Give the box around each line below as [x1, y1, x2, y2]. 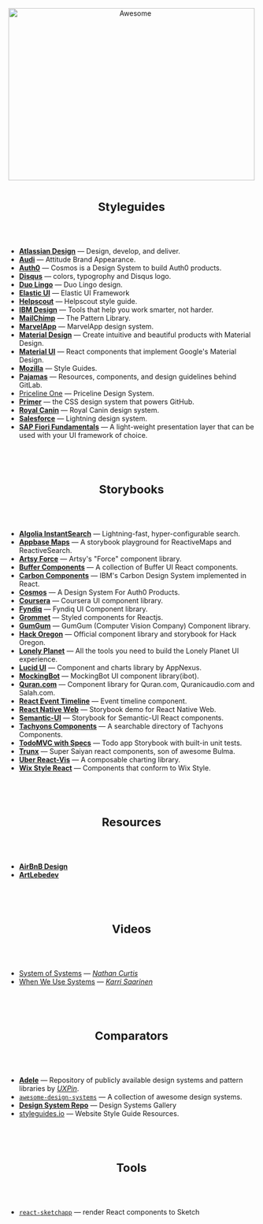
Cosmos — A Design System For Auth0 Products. [18, 587, 180, 597]
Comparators [94, 1028, 169, 1043]
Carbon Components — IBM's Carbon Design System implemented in [18, 570, 247, 580]
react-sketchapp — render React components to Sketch [18, 1207, 200, 1216]
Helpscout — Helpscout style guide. [18, 296, 138, 306]
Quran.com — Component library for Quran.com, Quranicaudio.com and [18, 679, 255, 688]
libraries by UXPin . [18, 1083, 80, 1093]
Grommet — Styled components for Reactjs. [18, 612, 163, 621]
